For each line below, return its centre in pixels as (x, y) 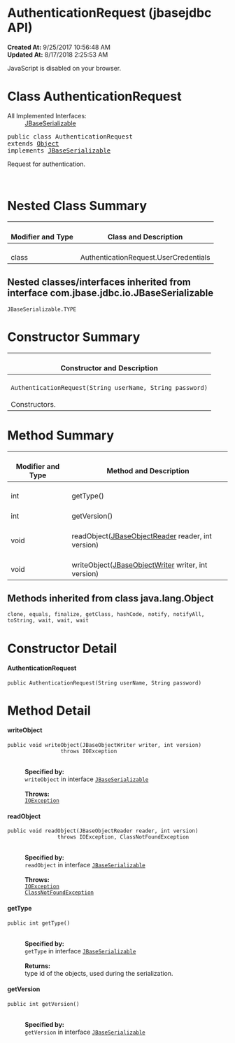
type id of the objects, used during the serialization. (99, 973)
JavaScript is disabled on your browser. (64, 68)
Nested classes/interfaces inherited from (99, 282)
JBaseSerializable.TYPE (42, 309)
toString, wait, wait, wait (48, 621)
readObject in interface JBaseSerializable (85, 865)
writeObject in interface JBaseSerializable (87, 779)
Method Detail (49, 710)
